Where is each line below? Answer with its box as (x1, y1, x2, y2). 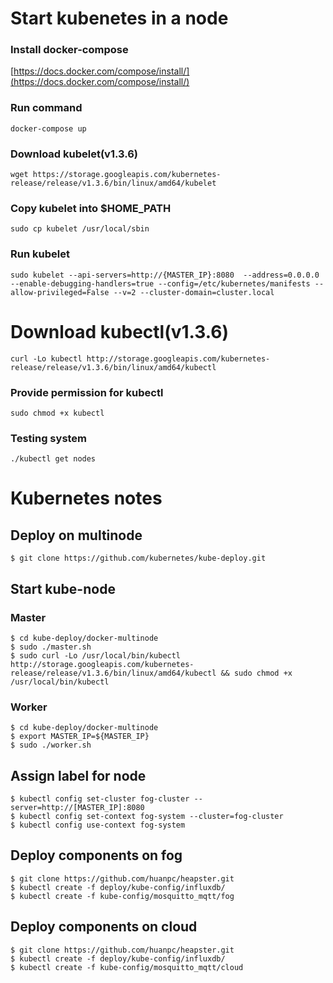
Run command (10, 101, 83, 115)
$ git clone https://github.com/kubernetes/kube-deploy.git (10, 553, 267, 564)
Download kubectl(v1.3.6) (10, 320, 230, 343)
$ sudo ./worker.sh (10, 740, 92, 751)
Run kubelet (10, 247, 70, 261)
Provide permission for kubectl (10, 385, 164, 399)
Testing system (10, 431, 88, 445)
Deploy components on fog (10, 847, 183, 864)
